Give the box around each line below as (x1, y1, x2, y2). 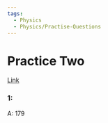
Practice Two (7, 53, 85, 69)
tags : (7, 10, 23, 17)
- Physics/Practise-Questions (13, 23, 101, 30)
